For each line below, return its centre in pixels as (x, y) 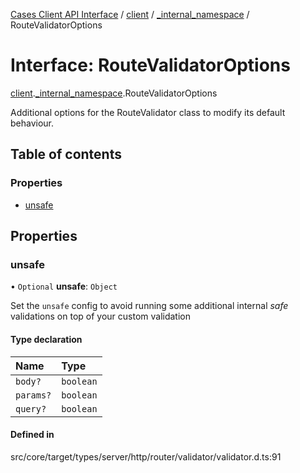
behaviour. (32, 123)
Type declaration (46, 339)
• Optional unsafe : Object (64, 286)
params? (33, 395)
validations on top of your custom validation (100, 316)
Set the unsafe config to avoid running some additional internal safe (149, 306)
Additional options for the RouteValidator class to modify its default (148, 112)
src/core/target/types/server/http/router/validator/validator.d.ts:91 (146, 456)
